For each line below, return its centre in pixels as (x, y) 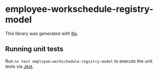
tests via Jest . (19, 66)
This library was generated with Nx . (42, 33)
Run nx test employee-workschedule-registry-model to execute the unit (79, 61)
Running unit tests (34, 49)
